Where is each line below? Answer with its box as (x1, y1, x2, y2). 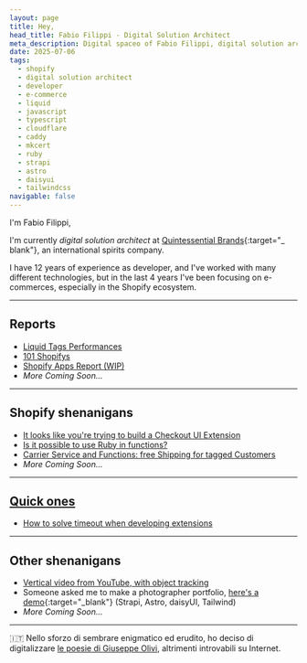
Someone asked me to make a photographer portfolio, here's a (22, 587, 259, 598)
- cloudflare (17, 124, 68, 134)
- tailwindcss (17, 184, 71, 193)
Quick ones (9, 494, 76, 509)
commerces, (9, 282, 57, 293)
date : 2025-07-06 (9, 48, 76, 57)
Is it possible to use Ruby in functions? (22, 439, 168, 450)
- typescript (17, 115, 68, 124)
